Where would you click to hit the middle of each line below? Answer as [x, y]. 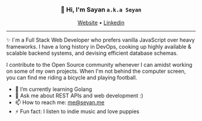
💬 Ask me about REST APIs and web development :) [79, 96]
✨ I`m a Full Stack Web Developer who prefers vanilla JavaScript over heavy [101, 40]
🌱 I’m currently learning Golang [53, 89]
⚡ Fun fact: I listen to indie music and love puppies [77, 111]
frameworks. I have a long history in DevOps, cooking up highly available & [99, 47]
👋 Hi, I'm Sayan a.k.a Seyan [101, 10]
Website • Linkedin [101, 23]
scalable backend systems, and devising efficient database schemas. [92, 53]
